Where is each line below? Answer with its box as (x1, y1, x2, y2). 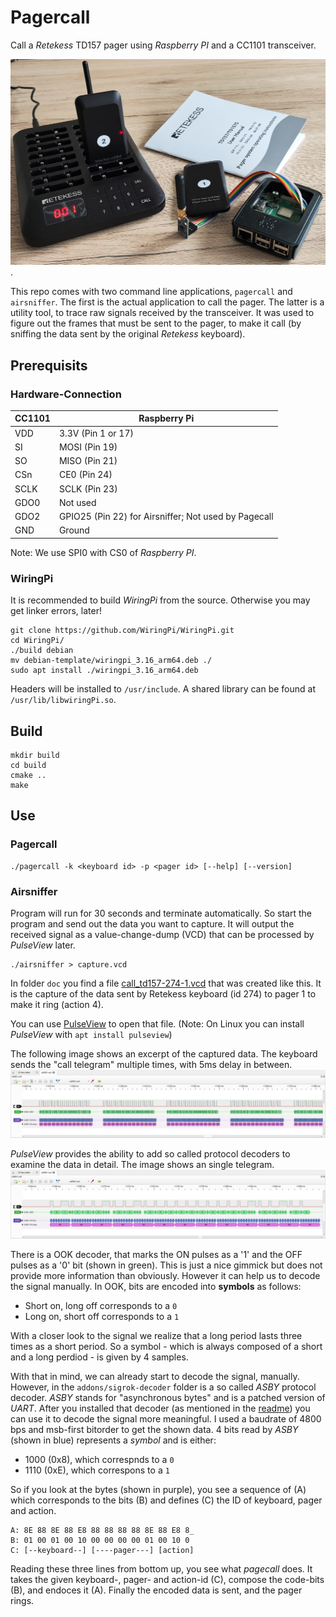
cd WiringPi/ (10, 636, 65, 646)
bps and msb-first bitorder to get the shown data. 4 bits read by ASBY (10, 1423, 299, 1435)
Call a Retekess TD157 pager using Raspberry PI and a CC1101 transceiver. (10, 39, 317, 51)
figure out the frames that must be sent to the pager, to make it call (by (10, 317, 302, 330)
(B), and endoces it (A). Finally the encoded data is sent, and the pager (10, 1584, 303, 1596)
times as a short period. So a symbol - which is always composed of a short (10, 1340, 323, 1352)
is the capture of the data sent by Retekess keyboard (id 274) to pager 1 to (10, 987, 317, 1000)
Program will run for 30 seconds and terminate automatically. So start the (10, 907, 312, 919)
